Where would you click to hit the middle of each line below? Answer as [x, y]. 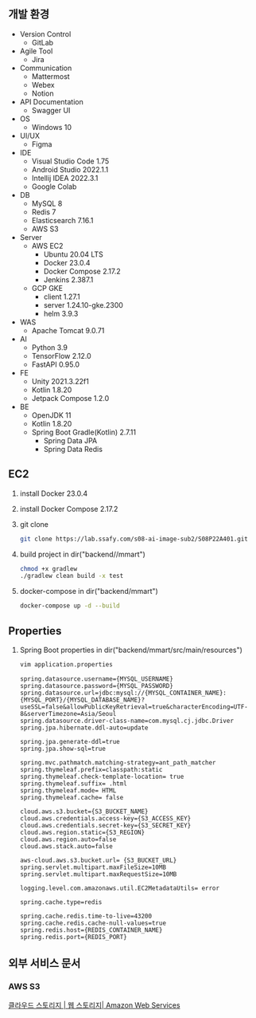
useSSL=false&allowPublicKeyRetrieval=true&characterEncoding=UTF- [134, 707]
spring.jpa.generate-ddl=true [70, 741]
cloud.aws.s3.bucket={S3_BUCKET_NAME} [84, 812]
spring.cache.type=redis [61, 902]
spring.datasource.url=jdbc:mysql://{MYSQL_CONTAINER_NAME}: [123, 693]
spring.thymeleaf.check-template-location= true [102, 776]
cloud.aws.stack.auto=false [66, 846]
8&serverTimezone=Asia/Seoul [68, 713]
